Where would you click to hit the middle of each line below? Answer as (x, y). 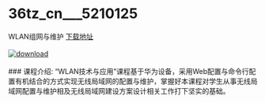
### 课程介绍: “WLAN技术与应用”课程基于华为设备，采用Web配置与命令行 (129, 71)
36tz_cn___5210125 (73, 14)
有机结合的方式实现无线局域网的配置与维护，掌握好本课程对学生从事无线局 (136, 81)
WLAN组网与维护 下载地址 (51, 36)
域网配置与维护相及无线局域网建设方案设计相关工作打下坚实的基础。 (119, 90)
